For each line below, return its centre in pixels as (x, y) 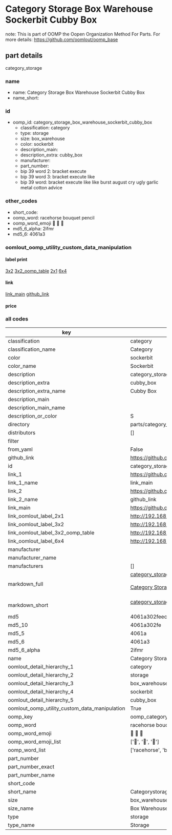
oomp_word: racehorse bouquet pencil (53, 217)
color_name (22, 366)
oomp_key (20, 717)
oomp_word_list (27, 750)
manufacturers (26, 566)
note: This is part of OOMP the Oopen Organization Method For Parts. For (83, 34)
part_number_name (31, 775)
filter (14, 441)
